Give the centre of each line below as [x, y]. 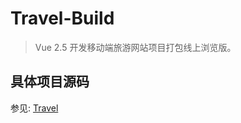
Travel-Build [62, 18]
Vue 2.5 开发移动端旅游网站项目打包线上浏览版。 [135, 47]
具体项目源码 [50, 82]
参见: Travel [34, 108]
